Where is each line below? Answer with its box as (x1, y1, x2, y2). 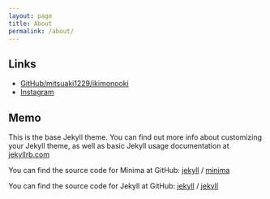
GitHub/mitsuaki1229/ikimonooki (19, 79, 129, 89)
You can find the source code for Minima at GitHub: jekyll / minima (8, 166, 230, 175)
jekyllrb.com (8, 149, 50, 159)
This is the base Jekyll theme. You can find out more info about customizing (8, 132, 262, 142)
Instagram (19, 87, 54, 97)
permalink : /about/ (8, 27, 75, 35)
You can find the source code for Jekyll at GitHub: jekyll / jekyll (8, 181, 219, 191)
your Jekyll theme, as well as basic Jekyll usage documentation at (8, 141, 229, 150)
